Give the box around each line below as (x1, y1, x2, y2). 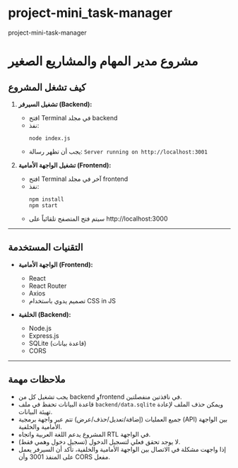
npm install (28, 196, 64, 203)
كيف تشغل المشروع (8, 81, 86, 93)
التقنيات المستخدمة (8, 242, 83, 254)
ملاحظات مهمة (8, 373, 66, 386)
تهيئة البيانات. (18, 407, 53, 416)
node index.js (28, 134, 71, 142)
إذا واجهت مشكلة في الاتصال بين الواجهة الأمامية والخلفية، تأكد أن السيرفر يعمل (18, 445, 227, 453)
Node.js (28, 324, 52, 332)
